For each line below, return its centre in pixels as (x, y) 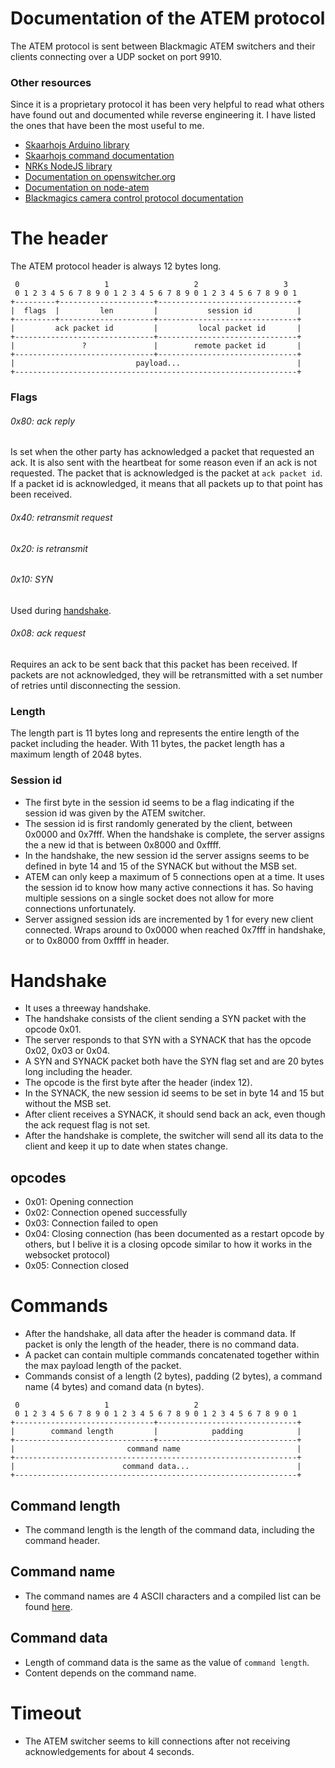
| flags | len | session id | (156, 311)
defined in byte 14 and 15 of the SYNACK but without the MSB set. (161, 866)
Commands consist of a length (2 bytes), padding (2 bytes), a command (173, 1376)
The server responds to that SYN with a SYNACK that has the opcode (168, 1040)
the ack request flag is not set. (87, 1125)
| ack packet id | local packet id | (156, 328)
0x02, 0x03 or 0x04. (67, 1051)
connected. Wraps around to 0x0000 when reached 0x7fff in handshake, (175, 929)
